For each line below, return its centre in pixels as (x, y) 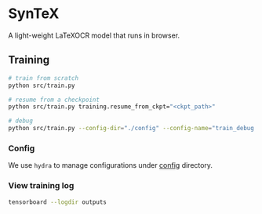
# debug (21, 121)
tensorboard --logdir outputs (58, 202)
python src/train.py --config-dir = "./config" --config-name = (110, 129)
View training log (41, 186)
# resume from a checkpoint (54, 100)
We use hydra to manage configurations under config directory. (111, 165)
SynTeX (34, 14)
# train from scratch (44, 78)
